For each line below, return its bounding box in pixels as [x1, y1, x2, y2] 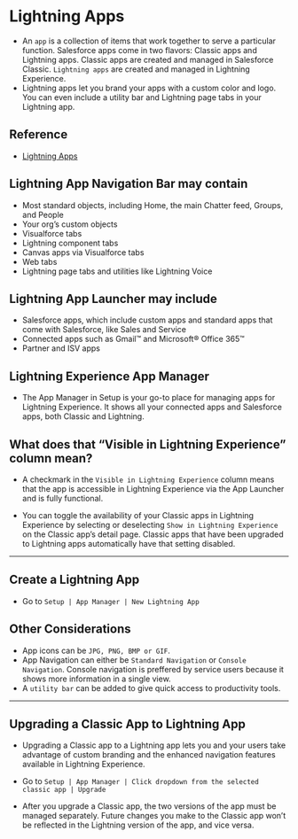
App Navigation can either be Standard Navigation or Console [21, 654, 247, 665]
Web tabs [21, 256, 58, 267]
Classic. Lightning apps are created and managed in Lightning [21, 64, 250, 74]
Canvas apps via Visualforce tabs [21, 246, 145, 258]
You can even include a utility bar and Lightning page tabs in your [21, 91, 262, 103]
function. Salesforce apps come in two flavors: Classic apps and [21, 44, 257, 55]
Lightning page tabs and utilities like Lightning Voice [21, 266, 213, 276]
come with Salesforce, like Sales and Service [21, 324, 186, 335]
